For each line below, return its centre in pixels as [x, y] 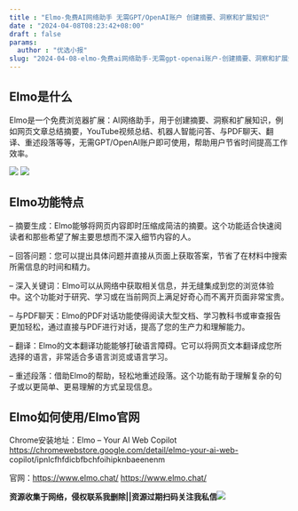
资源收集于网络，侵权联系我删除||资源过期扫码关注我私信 [113, 497]
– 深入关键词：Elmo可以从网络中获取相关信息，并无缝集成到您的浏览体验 [142, 285]
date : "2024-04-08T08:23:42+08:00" [77, 26]
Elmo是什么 [41, 97]
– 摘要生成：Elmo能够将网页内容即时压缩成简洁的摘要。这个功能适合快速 [142, 225]
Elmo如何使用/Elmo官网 [74, 417]
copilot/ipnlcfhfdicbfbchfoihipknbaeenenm [87, 459]
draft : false [35, 34]
